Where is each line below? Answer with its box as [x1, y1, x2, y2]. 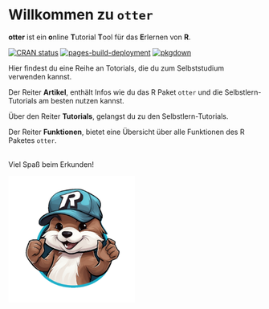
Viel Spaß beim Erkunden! [8, 159, 95, 169]
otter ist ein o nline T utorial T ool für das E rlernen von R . [8, 32, 191, 42]
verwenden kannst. [8, 71, 72, 81]
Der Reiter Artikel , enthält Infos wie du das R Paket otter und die [8, 87, 223, 97]
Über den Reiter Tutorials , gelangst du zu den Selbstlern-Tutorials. [8, 111, 229, 121]
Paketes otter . [8, 135, 58, 145]
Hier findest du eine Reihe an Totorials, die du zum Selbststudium [8, 63, 225, 73]
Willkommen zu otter [8, 6, 154, 24]
